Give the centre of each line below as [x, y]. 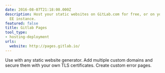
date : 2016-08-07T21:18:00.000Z [38, 10]
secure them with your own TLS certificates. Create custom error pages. [78, 65]
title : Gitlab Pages [26, 28]
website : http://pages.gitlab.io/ [45, 46]
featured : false [22, 23]
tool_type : [16, 32]
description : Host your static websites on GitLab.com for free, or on [80, 14]
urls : [11, 42]
